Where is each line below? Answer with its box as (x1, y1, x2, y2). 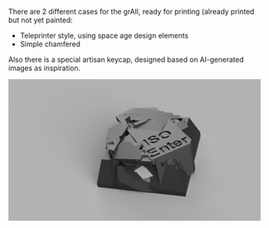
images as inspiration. (8, 63, 81, 73)
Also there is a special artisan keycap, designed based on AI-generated (8, 55, 244, 64)
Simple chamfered (19, 39, 81, 49)
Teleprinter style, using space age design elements (19, 31, 189, 40)
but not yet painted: (8, 15, 74, 25)
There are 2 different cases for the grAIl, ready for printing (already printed (8, 7, 255, 16)
